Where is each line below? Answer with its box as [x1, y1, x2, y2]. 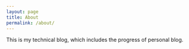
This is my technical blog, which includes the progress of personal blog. [6, 36, 184, 44]
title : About [6, 14, 39, 20]
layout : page [6, 8, 39, 15]
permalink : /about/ [6, 20, 55, 26]
